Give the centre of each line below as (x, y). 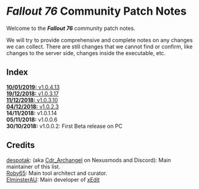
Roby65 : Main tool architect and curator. (57, 173)
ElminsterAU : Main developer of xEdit (53, 179)
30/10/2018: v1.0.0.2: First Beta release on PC (64, 126)
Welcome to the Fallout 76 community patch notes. (71, 28)
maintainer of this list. (34, 166)
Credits (21, 145)
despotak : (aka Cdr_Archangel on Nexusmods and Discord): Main (89, 160)
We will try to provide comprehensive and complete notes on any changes (100, 40)
